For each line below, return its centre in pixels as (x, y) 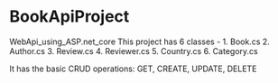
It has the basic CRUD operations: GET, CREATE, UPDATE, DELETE (133, 69)
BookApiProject (69, 17)
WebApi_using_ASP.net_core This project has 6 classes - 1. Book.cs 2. (140, 41)
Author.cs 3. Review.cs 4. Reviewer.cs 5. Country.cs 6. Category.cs (134, 51)
